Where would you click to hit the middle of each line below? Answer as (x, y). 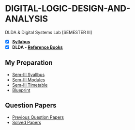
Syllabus (21, 41)
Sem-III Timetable (30, 85)
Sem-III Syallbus (28, 74)
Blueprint (21, 90)
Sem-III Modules (28, 80)
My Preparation (29, 63)
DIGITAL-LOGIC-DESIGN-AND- (68, 9)
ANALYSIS (27, 19)
